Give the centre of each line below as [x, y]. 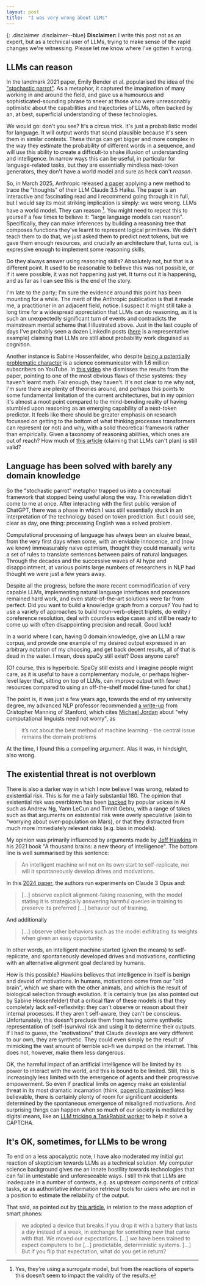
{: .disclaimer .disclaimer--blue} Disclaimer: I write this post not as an [94, 35]
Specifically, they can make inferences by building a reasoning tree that [96, 223]
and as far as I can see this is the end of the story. [69, 280]
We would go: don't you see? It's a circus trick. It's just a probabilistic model [102, 126]
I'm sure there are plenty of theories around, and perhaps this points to [95, 388]
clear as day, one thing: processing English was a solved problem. [89, 523]
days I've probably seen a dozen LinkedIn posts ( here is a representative [98, 331]
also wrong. [21, 755]
